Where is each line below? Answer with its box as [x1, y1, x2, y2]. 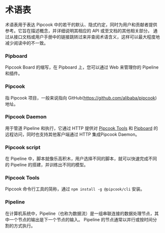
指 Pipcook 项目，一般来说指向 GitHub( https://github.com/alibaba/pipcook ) [5, 95, 157, 101]
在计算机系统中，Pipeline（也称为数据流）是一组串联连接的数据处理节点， [5, 210, 155, 216]
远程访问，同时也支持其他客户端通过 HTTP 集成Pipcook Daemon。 [5, 131, 140, 137]
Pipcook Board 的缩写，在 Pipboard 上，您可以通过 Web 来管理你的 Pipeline [5, 64, 159, 70]
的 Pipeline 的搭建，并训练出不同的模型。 [5, 162, 88, 168]
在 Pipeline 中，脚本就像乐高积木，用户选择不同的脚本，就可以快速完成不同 [5, 155, 157, 162]
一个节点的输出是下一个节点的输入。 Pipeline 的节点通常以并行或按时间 [9, 216, 153, 222]
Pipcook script [5, 144, 41, 151]
